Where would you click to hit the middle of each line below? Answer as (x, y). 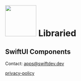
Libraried (57, 34)
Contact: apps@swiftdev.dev (35, 64)
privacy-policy (20, 73)
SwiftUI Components (38, 51)
